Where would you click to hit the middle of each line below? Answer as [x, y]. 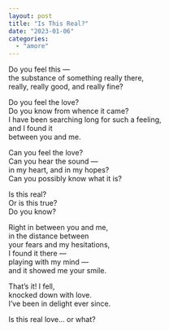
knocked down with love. [50, 295]
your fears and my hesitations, [59, 245]
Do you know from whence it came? [69, 111]
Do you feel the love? [44, 102]
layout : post [30, 16]
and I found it [30, 128]
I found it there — [37, 254]
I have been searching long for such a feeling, [85, 120]
